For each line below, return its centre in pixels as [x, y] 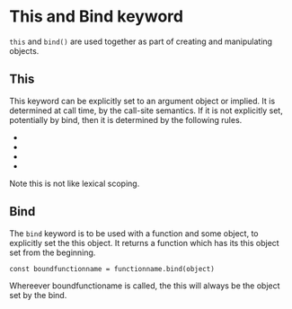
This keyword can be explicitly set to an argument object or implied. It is [142, 101]
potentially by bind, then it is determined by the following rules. [126, 119]
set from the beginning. [53, 252]
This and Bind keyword [97, 17]
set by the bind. [38, 295]
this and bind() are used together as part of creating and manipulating [141, 41]
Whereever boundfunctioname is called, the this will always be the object [145, 286]
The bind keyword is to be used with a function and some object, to [134, 233]
